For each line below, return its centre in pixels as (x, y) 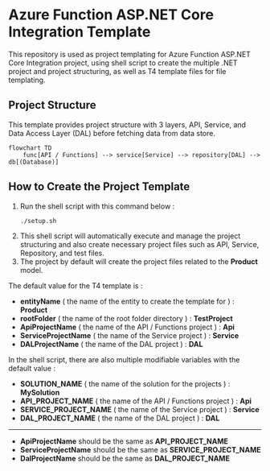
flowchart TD (30, 148)
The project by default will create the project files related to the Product (139, 261)
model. (31, 270)
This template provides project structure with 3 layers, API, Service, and (127, 124)
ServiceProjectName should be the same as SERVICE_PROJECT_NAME (140, 449)
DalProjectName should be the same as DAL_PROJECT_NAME (125, 458)
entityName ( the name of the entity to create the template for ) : (127, 301)
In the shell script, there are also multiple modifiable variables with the (124, 359)
